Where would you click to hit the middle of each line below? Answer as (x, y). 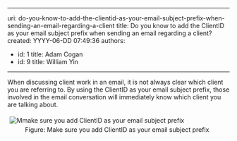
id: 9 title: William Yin (48, 62)
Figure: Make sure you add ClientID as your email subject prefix (117, 130)
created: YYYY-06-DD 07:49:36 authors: (66, 41)
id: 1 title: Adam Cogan (50, 54)
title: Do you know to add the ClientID (170, 26)
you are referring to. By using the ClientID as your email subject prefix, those (119, 90)
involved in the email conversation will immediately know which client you (114, 97)
